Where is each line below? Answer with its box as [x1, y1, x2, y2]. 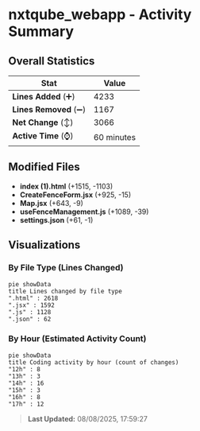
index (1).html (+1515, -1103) [19, 181, 113, 191]
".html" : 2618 [8, 294, 59, 302]
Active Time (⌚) [12, 130, 74, 141]
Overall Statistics [8, 54, 95, 68]
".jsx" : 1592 [8, 301, 56, 309]
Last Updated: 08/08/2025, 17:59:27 [27, 414, 148, 423]
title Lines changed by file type [8, 287, 123, 295]
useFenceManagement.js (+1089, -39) [19, 207, 149, 216]
